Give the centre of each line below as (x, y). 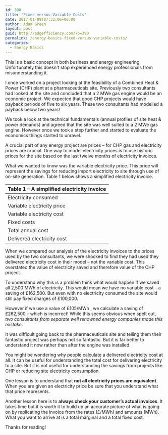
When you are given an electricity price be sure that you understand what (82, 386)
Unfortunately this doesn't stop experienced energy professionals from (79, 67)
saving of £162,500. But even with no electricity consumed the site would (81, 293)
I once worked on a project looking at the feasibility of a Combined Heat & (82, 82)
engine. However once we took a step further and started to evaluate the (81, 130)
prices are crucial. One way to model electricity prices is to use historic (79, 150)
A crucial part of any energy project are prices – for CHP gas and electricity (83, 145)
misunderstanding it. (26, 73)
